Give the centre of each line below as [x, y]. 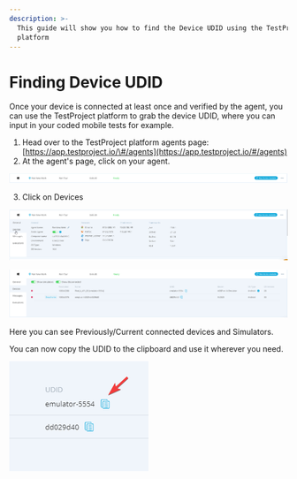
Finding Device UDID [86, 82]
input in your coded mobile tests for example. [91, 125]
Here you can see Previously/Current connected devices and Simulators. [141, 331]
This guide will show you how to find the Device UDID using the [140, 28]
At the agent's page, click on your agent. [96, 161]
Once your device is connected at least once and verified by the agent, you [146, 107]
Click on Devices [53, 197]
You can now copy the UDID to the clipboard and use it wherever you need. [146, 348]
